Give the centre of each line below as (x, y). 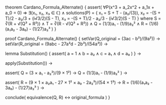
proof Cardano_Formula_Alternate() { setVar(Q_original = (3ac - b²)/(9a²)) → (83, 39)
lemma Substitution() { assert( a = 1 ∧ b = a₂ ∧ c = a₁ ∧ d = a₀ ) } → (73, 53)
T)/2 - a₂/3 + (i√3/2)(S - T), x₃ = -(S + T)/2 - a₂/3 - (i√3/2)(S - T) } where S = (83, 18)
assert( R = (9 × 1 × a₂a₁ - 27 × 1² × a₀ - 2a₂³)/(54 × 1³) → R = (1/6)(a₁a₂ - (79, 82)
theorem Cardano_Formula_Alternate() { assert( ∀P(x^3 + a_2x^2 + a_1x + (80, 7)
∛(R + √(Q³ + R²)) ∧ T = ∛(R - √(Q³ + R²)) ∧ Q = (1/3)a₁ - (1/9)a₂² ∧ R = (77, 24)
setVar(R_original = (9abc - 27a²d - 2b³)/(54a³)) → (56, 44)
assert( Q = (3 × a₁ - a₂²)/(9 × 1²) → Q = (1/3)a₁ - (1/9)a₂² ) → (66, 73)
